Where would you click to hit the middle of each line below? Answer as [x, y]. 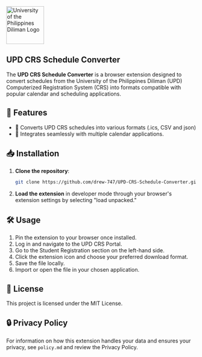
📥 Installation [33, 154]
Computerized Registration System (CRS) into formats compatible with [94, 87]
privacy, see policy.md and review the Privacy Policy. [72, 347]
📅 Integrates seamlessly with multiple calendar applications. [89, 134]
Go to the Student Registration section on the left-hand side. [90, 251]
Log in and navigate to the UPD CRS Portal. [68, 244]
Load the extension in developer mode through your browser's [93, 194]
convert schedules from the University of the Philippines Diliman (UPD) [94, 80]
